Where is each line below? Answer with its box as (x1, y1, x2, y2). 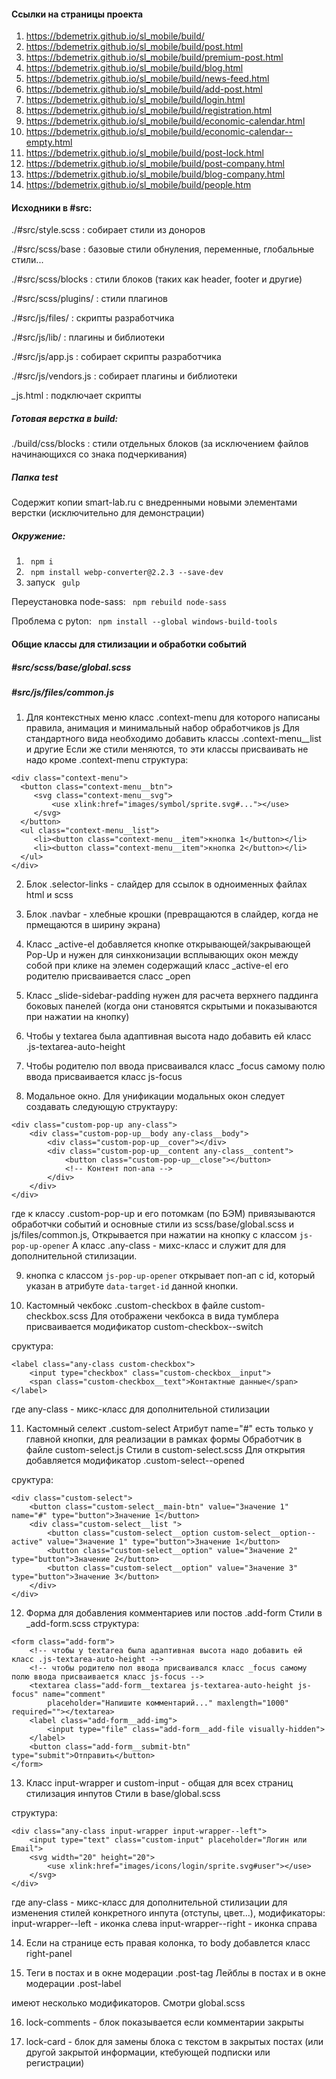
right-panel (25, 1948, 73, 1960)
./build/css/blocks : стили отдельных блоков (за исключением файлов (11, 438, 309, 450)
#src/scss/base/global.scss (11, 661, 132, 673)
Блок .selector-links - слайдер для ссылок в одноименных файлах (25, 878, 308, 890)
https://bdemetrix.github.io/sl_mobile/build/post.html (25, 41, 244, 53)
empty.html (25, 136, 73, 149)
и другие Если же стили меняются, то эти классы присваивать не (25, 743, 309, 755)
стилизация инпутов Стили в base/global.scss (25, 1788, 221, 1800)
